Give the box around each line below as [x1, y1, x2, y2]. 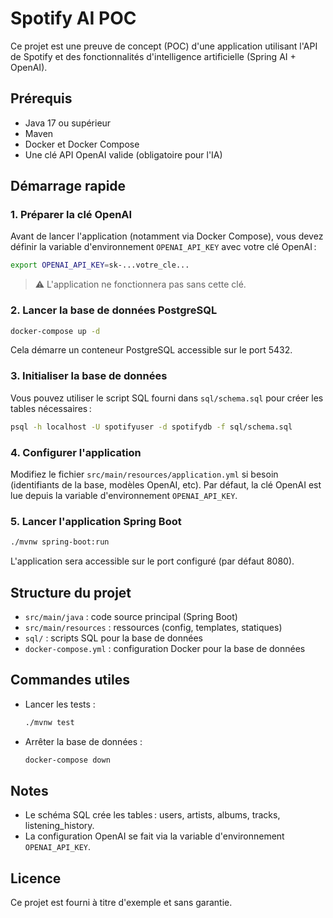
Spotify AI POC [10, 7, 137, 30]
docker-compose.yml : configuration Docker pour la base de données [24, 642, 306, 654]
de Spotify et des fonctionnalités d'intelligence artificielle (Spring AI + [10, 50, 297, 62]
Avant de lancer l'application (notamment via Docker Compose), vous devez [10, 230, 324, 242]
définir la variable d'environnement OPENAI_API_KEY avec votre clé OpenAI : [10, 241, 317, 253]
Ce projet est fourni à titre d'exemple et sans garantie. [10, 897, 233, 909]
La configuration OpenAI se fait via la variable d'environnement [24, 830, 285, 842]
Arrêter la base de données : [24, 735, 143, 747]
